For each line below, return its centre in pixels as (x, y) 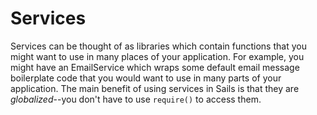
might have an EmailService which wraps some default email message (155, 67)
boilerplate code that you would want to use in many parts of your (146, 78)
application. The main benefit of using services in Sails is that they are (155, 88)
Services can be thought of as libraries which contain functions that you (158, 46)
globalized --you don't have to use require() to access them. (136, 99)
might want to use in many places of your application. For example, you (157, 56)
